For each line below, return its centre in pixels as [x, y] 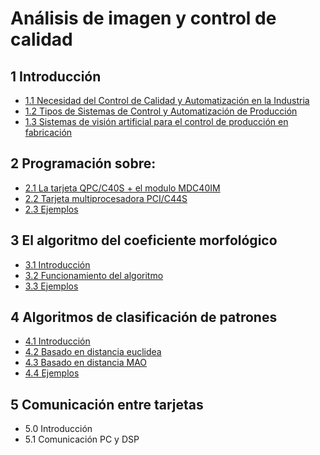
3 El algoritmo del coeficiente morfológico [144, 240]
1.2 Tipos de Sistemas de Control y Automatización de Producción [161, 111]
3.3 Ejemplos [51, 286]
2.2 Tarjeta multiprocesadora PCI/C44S [106, 198]
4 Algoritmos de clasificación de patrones [144, 317]
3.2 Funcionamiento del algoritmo [94, 275]
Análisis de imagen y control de [143, 18]
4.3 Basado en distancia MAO [86, 363]
